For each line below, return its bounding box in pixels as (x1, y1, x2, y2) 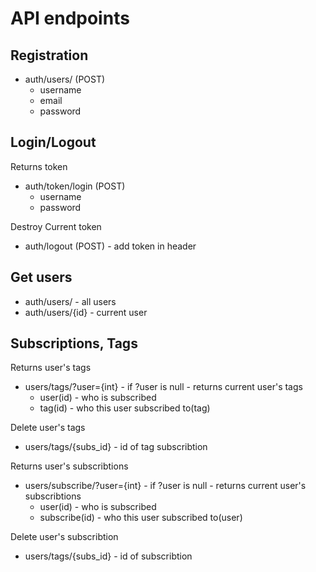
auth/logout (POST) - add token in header (24, 240, 197, 252)
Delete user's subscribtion (10, 531, 119, 543)
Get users (10, 269, 73, 286)
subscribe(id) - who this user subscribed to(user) (39, 512, 243, 524)
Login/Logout (10, 134, 97, 151)
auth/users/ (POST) (24, 73, 106, 85)
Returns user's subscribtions (10, 460, 129, 472)
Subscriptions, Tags (10, 335, 138, 352)
